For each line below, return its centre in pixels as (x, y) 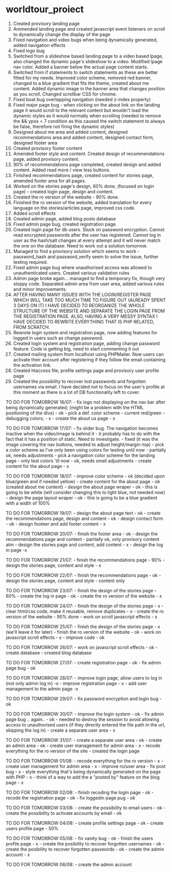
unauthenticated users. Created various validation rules (71, 273)
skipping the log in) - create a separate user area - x (61, 730)
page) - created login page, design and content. (63, 191)
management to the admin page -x (42, 689)
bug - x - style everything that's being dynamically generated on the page (83, 771)
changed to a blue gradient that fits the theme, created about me (81, 83)
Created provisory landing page (47, 23)
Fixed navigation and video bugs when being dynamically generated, (85, 40)
